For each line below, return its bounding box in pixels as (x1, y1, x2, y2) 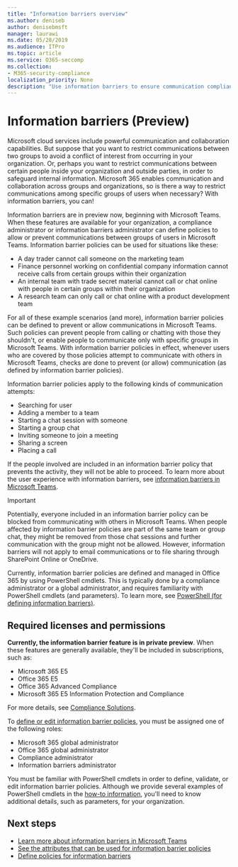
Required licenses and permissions (7, 619, 166, 631)
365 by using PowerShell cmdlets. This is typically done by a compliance (7, 577, 220, 585)
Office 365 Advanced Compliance (17, 682, 117, 691)
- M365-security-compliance (7, 69, 91, 76)
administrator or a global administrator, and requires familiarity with (7, 584, 203, 592)
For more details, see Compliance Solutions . (7, 703, 136, 712)
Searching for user (17, 401, 72, 409)
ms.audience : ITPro (7, 43, 65, 50)
